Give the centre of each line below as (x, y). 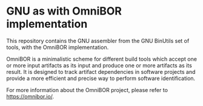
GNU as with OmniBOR (64, 11)
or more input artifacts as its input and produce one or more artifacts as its (99, 65)
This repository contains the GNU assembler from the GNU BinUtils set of (98, 41)
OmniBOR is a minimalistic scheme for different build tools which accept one (101, 59)
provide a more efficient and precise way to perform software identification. (101, 78)
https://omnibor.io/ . (30, 96)
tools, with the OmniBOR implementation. (58, 47)
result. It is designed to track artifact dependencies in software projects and (101, 71)
